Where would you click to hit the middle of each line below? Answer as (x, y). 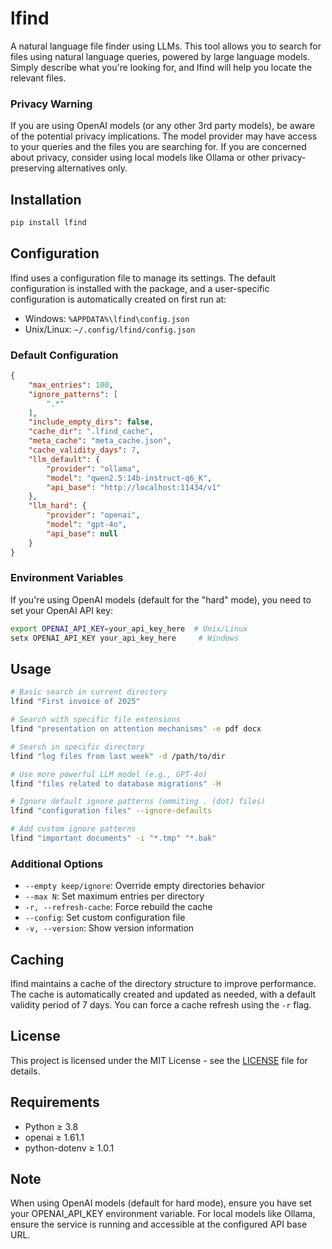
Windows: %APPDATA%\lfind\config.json (107, 318)
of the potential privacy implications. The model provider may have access (164, 136)
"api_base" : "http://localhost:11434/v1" (134, 487)
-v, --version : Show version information (109, 928)
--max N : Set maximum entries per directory (114, 896)
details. (25, 1071)
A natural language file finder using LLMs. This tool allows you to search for (166, 46)
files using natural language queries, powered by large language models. (160, 56)
